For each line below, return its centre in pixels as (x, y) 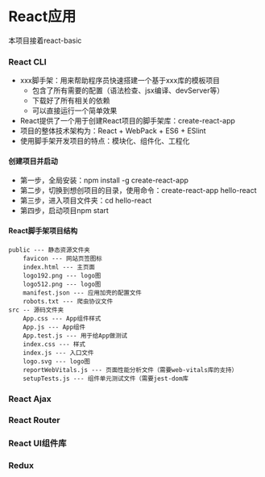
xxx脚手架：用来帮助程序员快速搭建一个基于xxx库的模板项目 (120, 81)
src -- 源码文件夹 (36, 310)
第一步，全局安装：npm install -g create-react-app (104, 180)
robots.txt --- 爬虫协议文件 (68, 301)
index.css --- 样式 (54, 344)
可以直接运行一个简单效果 (75, 111)
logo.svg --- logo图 (57, 361)
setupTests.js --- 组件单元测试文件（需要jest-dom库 (106, 379)
